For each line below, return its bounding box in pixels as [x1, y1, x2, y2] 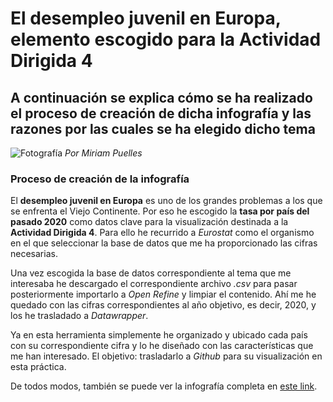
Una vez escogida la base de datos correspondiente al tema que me [10, 267, 292, 279]
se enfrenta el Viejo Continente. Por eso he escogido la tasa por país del [10, 205, 310, 217]
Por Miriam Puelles [64, 147, 143, 159]
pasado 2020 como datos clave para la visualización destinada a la [10, 216, 289, 228]
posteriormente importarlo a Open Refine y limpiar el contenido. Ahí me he [10, 288, 317, 301]
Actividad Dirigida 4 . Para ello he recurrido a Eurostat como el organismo [10, 227, 315, 239]
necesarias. [10, 248, 58, 260]
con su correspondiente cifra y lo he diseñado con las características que [10, 340, 314, 352]
